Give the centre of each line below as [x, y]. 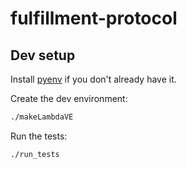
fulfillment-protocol [94, 18]
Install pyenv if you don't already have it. [93, 79]
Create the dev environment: [69, 98]
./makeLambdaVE [42, 117]
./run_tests [35, 154]
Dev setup [43, 55]
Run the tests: [39, 136]
